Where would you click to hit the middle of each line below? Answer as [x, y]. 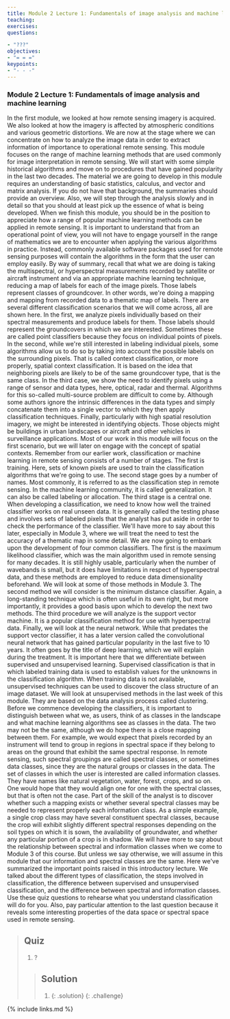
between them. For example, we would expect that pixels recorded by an [110, 737]
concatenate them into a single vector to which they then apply [96, 409]
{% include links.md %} [40, 1009]
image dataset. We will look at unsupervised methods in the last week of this [115, 693]
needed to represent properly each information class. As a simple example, [113, 810]
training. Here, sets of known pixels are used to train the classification [105, 468]
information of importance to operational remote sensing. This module [106, 147]
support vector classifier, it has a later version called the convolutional [106, 635]
